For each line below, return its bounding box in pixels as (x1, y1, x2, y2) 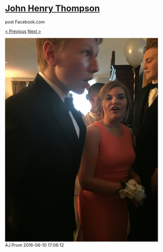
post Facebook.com (5, 19, 45, 25)
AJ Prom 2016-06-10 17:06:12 (5, 242, 64, 248)
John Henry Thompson (5, 3, 100, 14)
